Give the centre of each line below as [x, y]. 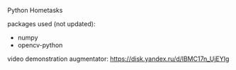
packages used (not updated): [51, 24]
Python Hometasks [35, 10]
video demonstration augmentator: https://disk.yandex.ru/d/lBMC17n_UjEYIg [118, 59]
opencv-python [40, 45]
